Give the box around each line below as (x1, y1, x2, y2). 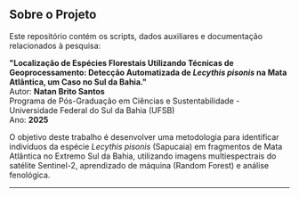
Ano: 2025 (9, 114, 49, 125)
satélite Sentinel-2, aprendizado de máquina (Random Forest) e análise (9, 160, 270, 170)
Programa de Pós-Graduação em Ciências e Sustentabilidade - (9, 95, 240, 106)
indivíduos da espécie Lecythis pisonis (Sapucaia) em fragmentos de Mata (9, 141, 283, 152)
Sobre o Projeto (9, 7, 97, 22)
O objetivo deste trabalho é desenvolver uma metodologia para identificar (9, 131, 279, 142)
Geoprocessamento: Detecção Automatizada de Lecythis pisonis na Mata (9, 67, 287, 78)
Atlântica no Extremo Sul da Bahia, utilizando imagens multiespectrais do (9, 151, 277, 161)
